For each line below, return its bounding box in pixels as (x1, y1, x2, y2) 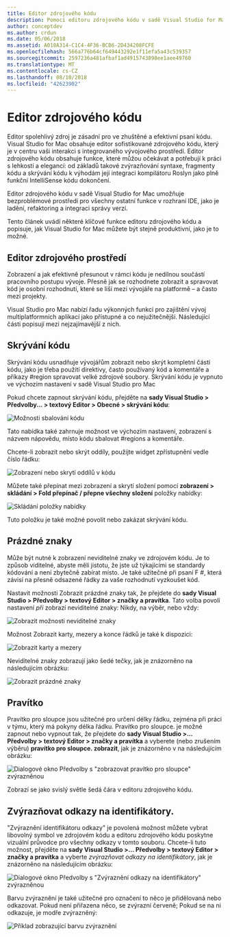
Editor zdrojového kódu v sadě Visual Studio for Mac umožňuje (7, 189, 185, 198)
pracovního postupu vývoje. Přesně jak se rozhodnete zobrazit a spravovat (7, 277, 218, 286)
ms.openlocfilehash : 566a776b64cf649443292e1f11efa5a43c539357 (7, 49, 192, 56)
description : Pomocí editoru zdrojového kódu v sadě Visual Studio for (7, 16, 216, 23)
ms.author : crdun (7, 29, 57, 36)
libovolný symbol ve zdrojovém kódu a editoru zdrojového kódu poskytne (7, 831, 214, 840)
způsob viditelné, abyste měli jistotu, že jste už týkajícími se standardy (7, 561, 205, 569)
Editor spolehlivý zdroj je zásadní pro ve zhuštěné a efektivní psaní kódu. (7, 132, 212, 141)
